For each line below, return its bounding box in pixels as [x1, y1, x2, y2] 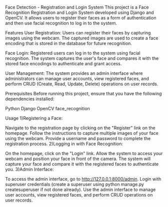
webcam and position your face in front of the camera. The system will [5, 156, 151, 162]
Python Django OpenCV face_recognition [5, 106, 90, 111]
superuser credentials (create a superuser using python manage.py [5, 182, 144, 187]
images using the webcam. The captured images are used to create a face [5, 35, 158, 41]
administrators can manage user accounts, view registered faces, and [5, 76, 149, 81]
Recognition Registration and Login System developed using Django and [5, 9, 154, 15]
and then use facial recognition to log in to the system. [5, 20, 117, 26]
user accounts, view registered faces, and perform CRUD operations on [5, 192, 153, 198]
